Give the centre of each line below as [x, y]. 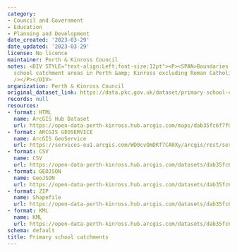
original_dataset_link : [42, 92]
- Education [25, 27]
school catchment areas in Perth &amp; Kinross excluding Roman [110, 73]
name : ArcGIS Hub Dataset [52, 119]
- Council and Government [45, 20]
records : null [28, 100]
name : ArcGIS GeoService [50, 138]
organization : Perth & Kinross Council [66, 86]
